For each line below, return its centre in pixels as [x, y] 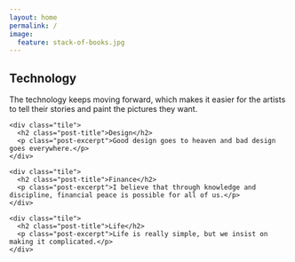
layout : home [33, 17]
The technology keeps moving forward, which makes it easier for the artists [147, 99]
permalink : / [33, 26]
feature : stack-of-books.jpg [71, 42]
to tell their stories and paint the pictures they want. [104, 109]
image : [21, 34]
